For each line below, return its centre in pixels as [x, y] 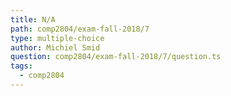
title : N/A [33, 19]
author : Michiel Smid [55, 47]
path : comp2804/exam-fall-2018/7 [80, 29]
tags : [21, 66]
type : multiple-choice [57, 38]
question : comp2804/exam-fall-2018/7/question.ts [116, 57]
